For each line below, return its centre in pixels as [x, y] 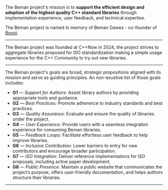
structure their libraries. [36, 177]
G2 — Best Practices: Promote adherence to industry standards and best [87, 103]
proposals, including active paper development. [61, 161]
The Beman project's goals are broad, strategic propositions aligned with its [83, 72]
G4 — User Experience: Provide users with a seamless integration [80, 124]
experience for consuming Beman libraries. [57, 130]
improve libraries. [30, 140]
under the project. [31, 119]
